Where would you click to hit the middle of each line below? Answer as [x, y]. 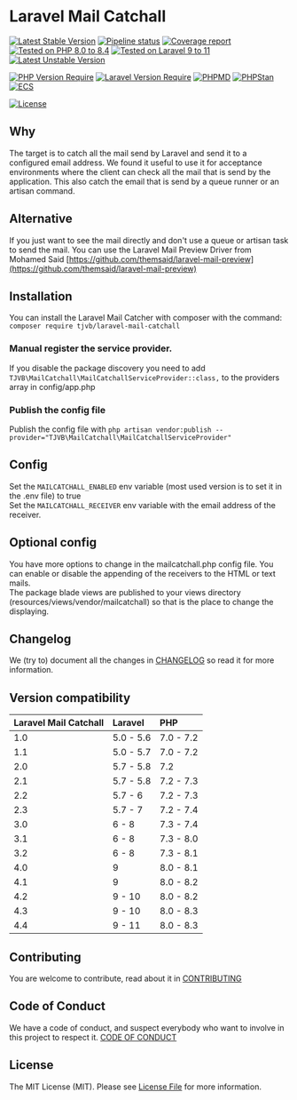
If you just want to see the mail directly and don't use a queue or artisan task [149, 240]
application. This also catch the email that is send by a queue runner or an [144, 181]
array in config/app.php [52, 387]
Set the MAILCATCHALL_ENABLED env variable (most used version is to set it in [145, 486]
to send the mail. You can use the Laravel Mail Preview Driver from [131, 250]
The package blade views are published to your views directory [125, 592]
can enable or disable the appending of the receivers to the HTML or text [143, 573]
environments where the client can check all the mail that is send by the [140, 171]
